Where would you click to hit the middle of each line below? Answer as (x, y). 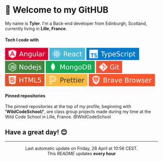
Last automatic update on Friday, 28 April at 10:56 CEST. (81, 148)
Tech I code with (22, 40)
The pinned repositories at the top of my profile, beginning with (68, 107)
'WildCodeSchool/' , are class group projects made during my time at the (78, 112)
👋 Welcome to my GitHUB (57, 10)
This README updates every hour (81, 154)
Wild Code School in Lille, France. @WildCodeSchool (58, 117)
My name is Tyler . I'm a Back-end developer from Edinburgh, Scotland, (76, 23)
